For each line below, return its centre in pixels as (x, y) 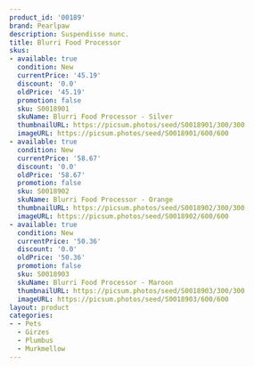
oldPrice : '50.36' (52, 258)
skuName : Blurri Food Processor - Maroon (95, 282)
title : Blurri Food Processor (66, 42)
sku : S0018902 (43, 192)
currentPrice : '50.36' (59, 241)
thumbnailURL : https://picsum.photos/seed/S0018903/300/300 (131, 290)
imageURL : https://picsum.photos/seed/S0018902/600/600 (123, 216)
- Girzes (33, 332)
